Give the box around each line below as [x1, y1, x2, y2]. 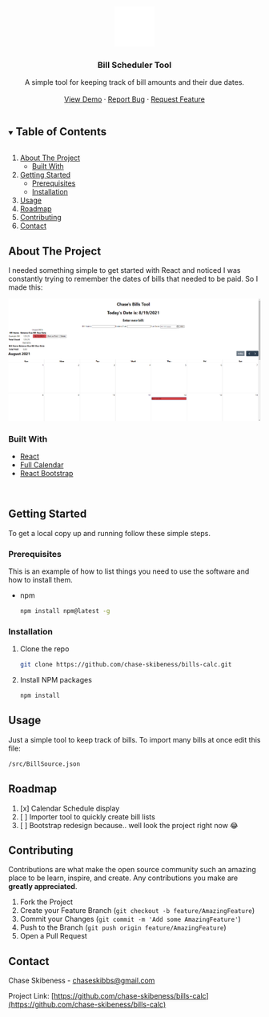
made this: [8, 282, 43, 292]
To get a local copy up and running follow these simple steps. [8, 528, 211, 538]
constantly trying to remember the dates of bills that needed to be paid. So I [8, 274, 259, 283]
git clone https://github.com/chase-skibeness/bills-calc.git [19, 661, 232, 669]
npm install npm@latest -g [19, 607, 110, 615]
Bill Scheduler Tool [97, 59, 172, 70]
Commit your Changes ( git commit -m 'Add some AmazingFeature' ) [19, 915, 242, 924]
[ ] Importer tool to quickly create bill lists [19, 811, 156, 822]
